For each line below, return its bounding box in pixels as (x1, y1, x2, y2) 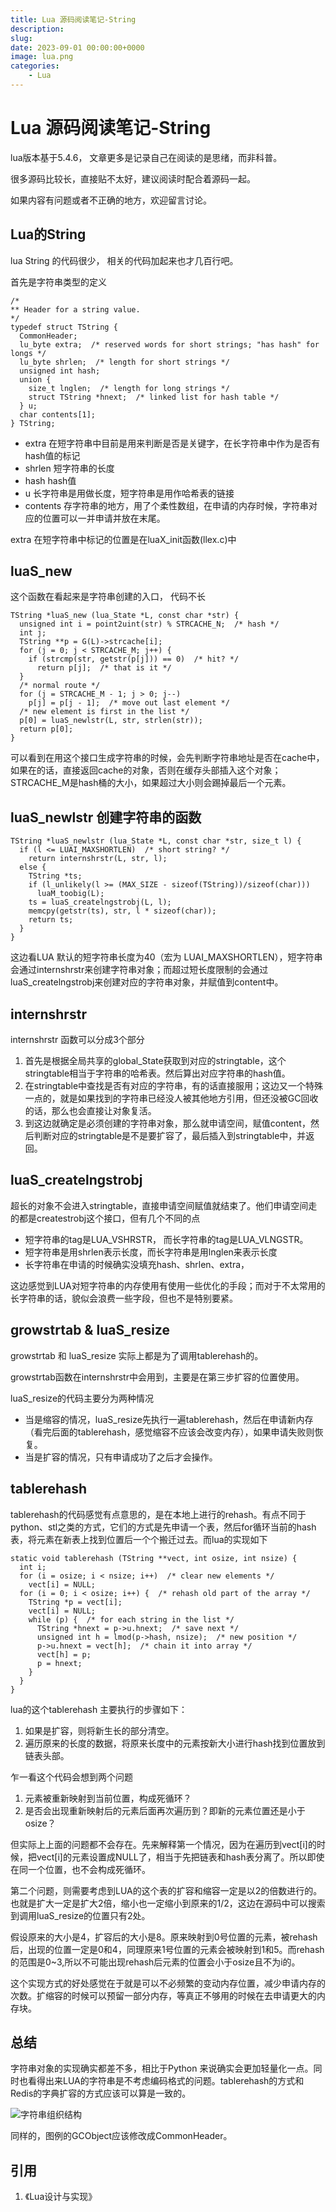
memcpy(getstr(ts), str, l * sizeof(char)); (28, 906, 217, 916)
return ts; (28, 915, 74, 925)
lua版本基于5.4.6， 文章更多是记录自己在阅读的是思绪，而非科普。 (10, 151, 283, 163)
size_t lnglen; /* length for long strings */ (28, 383, 230, 393)
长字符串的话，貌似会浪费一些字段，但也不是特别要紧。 (10, 1292, 238, 1304)
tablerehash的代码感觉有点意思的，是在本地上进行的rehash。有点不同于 (10, 1508, 307, 1520)
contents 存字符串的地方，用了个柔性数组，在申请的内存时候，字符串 (24, 499, 310, 511)
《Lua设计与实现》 (24, 2191, 98, 2203)
